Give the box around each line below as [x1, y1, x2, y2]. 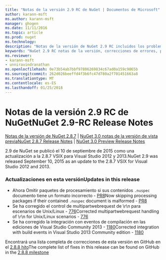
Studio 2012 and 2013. [5, 164, 50, 170]
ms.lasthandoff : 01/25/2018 [5, 85, 63, 90]
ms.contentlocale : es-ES [5, 80, 56, 85]
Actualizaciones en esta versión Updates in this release [5, 176, 140, 183]
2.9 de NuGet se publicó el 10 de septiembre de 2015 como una [5, 148, 134, 154]
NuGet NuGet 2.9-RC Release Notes [5, 117, 154, 128]
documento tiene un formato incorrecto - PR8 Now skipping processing [12, 192, 157, 198]
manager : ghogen [5, 21, 39, 26]
